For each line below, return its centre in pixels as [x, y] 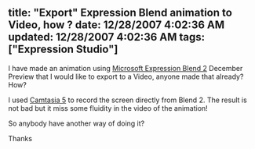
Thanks [20, 138]
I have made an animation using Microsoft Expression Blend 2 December [126, 68]
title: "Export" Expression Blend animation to [120, 13]
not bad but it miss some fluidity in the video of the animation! [108, 108]
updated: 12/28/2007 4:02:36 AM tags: [107, 37]
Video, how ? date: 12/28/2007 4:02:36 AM [117, 25]
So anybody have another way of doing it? [76, 123]
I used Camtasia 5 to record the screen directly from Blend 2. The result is [127, 100]
